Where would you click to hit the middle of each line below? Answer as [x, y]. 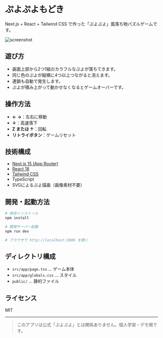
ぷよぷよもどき [35, 9]
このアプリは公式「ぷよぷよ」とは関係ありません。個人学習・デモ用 [85, 325]
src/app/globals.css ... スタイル [44, 275]
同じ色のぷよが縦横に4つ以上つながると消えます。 [62, 75]
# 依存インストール [22, 214]
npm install [17, 218]
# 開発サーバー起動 [22, 226]
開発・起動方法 [27, 202]
